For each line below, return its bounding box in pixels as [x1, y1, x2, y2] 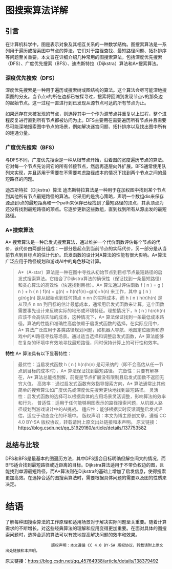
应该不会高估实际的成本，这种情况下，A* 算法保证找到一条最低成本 [17, 313, 160, 320]
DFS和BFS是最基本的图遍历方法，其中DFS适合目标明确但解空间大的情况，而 [5, 455, 166, 461]
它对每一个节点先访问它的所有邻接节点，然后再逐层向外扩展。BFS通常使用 [5, 163, 162, 169]
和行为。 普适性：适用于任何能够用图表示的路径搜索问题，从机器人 [17, 399, 159, 406]
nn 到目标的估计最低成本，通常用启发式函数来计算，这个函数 [36, 301, 165, 307]
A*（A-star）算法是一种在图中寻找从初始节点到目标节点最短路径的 [17, 269, 158, 275]
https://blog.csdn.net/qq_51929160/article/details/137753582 [17, 425, 147, 431]
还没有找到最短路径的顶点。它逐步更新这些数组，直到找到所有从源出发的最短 [5, 206, 167, 212]
